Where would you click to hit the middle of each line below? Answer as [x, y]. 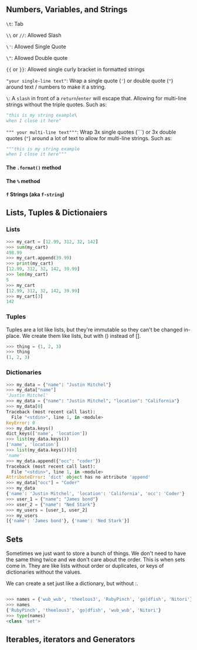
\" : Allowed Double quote [37, 57]
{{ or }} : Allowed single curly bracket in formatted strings [75, 69]
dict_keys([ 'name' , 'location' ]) [47, 434]
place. [14, 336]
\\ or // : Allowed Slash [34, 35]
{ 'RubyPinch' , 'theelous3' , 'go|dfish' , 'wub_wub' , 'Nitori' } [84, 610]
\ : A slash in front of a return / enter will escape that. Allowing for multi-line [96, 98]
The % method [23, 181]
